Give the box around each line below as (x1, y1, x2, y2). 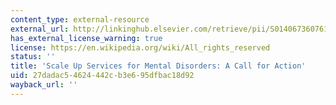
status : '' (10, 52, 56, 62)
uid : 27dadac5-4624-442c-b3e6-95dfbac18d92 (10, 71, 195, 81)
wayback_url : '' (10, 80, 78, 90)
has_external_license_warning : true (10, 33, 163, 43)
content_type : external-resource (10, 14, 150, 25)
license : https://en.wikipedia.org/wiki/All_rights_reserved (10, 42, 271, 53)
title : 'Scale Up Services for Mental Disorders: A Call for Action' (10, 61, 307, 71)
